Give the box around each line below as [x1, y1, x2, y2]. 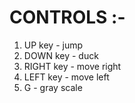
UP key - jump [23, 39, 84, 51]
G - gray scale [23, 81, 83, 93]
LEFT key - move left [23, 71, 110, 83]
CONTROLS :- [9, 6, 126, 29]
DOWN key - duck [23, 49, 99, 61]
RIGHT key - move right [23, 60, 122, 72]
